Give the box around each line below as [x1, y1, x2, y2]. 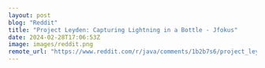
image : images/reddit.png [8, 41, 93, 48]
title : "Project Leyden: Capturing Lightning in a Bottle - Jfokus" [8, 26, 238, 34]
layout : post [8, 11, 51, 20]
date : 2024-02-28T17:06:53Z [8, 33, 101, 41]
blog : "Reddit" [8, 19, 58, 27]
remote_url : [8, 48, 47, 55]
